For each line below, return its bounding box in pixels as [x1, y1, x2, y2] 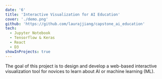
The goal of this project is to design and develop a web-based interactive [5, 63, 157, 69]
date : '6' [5, 7, 26, 12]
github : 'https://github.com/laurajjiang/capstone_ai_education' [5, 21, 145, 26]
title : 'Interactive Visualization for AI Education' [5, 12, 121, 17]
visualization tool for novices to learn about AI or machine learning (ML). [5, 68, 155, 74]
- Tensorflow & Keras [10, 35, 55, 40]
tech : [5, 26, 17, 31]
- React [10, 40, 26, 45]
